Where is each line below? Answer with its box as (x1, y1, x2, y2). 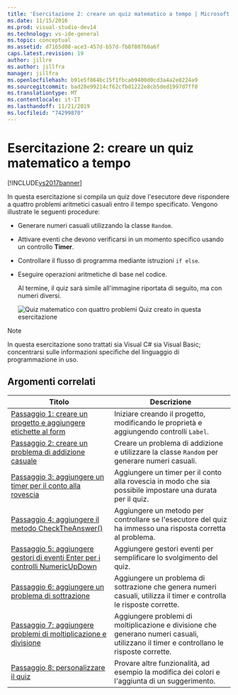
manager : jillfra (7, 70, 59, 77)
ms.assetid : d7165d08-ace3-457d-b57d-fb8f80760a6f (7, 43, 160, 50)
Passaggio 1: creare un (11, 409, 89, 419)
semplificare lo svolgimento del (114, 552, 218, 562)
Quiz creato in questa (138, 305, 202, 313)
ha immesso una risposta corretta (114, 523, 226, 533)
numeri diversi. (17, 291, 62, 300)
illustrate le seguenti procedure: (7, 207, 101, 216)
